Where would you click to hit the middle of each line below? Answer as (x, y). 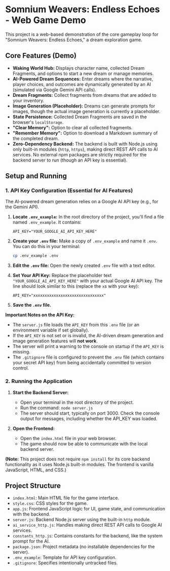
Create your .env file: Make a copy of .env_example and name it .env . (85, 241)
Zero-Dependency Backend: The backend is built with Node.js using (85, 144)
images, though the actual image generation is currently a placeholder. (87, 111)
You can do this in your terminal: (46, 247)
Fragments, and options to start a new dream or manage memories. (83, 73)
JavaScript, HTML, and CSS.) (36, 470)
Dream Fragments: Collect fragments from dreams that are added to (84, 95)
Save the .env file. (32, 305)
